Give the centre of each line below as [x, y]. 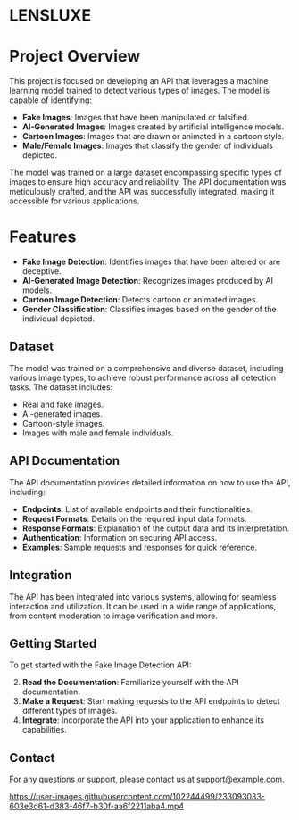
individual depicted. [58, 319]
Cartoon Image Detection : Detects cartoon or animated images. [140, 300]
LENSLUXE [50, 16]
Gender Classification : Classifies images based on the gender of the [149, 310]
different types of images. [70, 711]
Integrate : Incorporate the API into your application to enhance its [143, 720]
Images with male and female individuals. [98, 433]
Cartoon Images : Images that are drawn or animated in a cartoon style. [153, 137]
